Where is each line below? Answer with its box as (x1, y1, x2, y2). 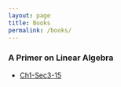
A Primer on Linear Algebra (8, 52, 114, 63)
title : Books (8, 19, 51, 27)
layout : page (8, 11, 51, 20)
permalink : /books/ (8, 26, 72, 34)
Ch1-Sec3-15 (19, 70, 62, 80)
